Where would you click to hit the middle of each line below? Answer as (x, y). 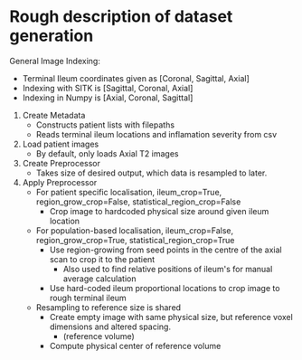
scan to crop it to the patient (102, 259)
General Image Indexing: (55, 61)
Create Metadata (54, 115)
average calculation (99, 279)
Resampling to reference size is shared (109, 307)
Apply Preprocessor (60, 182)
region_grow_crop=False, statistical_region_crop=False (138, 202)
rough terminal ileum (88, 298)
